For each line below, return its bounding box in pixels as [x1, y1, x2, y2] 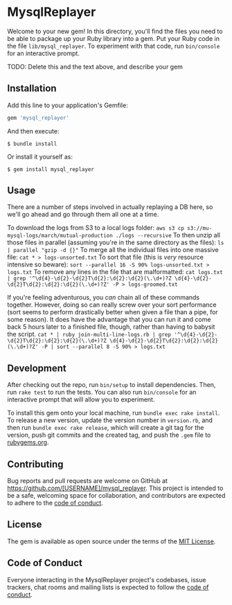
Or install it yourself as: [7, 152, 73, 161]
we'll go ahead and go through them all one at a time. [7, 210, 159, 219]
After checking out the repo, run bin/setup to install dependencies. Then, [7, 381, 216, 389]
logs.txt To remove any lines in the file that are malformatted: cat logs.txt [7, 268, 223, 276]
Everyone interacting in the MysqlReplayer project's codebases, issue [7, 575, 206, 584]
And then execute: [7, 127, 60, 135]
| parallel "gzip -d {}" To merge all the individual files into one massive [7, 246, 220, 254]
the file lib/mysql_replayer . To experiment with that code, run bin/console [7, 42, 220, 50]
